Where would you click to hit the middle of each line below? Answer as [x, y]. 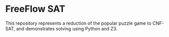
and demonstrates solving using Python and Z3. [67, 28]
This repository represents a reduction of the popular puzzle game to [78, 23]
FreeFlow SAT [35, 9]
